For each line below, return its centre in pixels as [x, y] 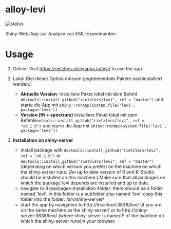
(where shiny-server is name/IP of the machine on [111, 215]
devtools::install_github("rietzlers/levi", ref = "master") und [92, 99]
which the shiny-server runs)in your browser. [68, 221]
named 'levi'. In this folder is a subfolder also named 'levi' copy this [91, 194]
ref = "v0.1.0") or [41, 156]
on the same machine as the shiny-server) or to [71, 210]
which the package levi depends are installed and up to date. [85, 183]
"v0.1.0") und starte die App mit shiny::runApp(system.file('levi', [93, 126]
